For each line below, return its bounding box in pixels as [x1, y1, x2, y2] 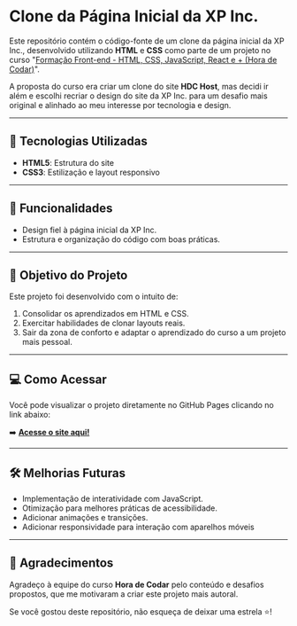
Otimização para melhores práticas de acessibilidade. [21, 503, 218, 513]
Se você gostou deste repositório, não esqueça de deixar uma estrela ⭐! [9, 606, 272, 617]
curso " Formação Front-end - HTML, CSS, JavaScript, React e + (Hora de [9, 54, 278, 65]
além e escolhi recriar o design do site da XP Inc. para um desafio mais [9, 90, 268, 101]
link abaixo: [9, 410, 51, 420]
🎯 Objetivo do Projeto [9, 268, 128, 283]
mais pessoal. [21, 337, 72, 348]
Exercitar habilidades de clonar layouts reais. [21, 317, 186, 329]
